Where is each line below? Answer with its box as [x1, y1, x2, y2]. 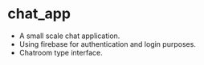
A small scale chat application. [18, 31, 120, 40]
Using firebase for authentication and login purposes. [18, 39, 196, 48]
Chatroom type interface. [18, 48, 103, 57]
